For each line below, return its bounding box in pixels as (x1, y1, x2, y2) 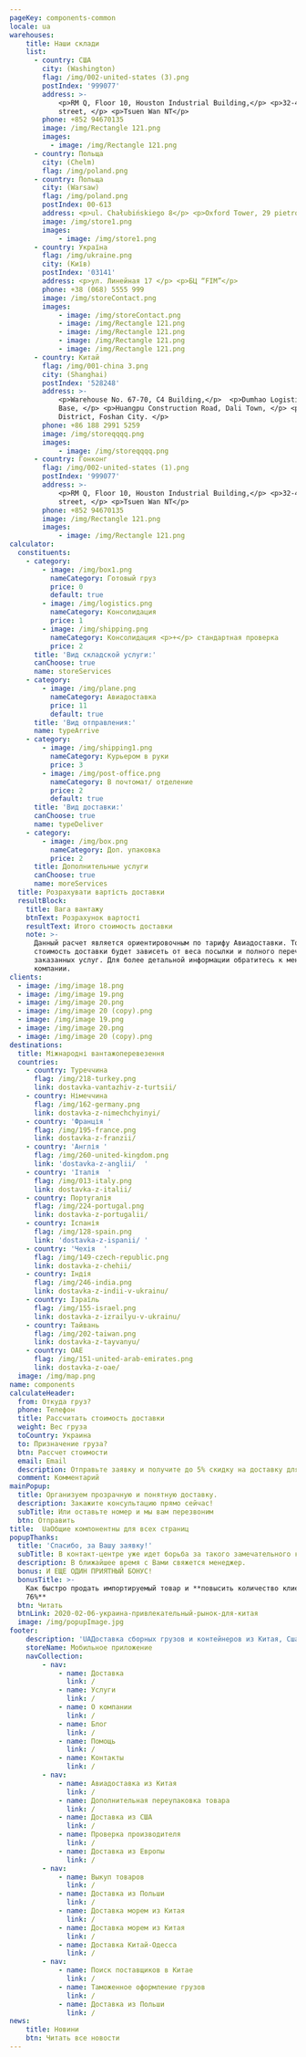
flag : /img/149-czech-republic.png (33, 1253, 169, 1262)
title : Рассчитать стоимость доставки (17, 1414, 166, 1423)
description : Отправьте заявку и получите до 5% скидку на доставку (17, 1464, 283, 1475)
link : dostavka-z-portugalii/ (33, 1211, 148, 1220)
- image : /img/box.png (42, 836, 128, 845)
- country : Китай (33, 352, 100, 362)
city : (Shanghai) (42, 370, 107, 379)
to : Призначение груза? (17, 1439, 107, 1448)
